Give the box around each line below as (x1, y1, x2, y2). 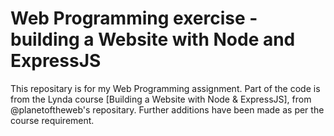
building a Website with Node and (10, 28, 296, 51)
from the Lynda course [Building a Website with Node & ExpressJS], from (10, 93, 312, 105)
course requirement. (10, 114, 95, 126)
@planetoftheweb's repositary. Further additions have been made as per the (10, 103, 325, 116)
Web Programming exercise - (10, 7, 258, 30)
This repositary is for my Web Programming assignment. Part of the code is (10, 82, 321, 94)
